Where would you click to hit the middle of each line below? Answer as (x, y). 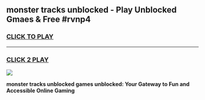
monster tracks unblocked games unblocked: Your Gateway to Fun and (98, 84)
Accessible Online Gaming (41, 90)
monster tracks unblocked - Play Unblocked (92, 10)
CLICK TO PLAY (30, 37)
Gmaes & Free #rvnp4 (49, 20)
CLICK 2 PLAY (27, 59)
